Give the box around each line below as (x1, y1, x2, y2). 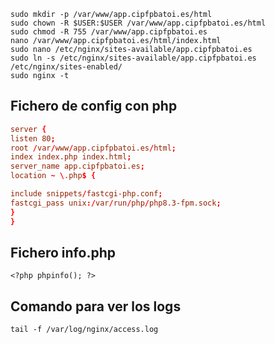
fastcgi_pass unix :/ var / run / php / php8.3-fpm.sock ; (10, 198, 222, 208)
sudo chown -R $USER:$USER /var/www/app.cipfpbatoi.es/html (10, 18, 267, 28)
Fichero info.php (10, 244, 116, 261)
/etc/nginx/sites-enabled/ (10, 62, 123, 72)
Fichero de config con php (10, 98, 178, 115)
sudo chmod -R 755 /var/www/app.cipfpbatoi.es (10, 27, 208, 37)
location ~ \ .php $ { (10, 171, 97, 181)
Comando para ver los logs (10, 298, 182, 315)
